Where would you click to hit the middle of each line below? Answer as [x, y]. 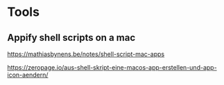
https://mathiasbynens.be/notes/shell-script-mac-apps [86, 54]
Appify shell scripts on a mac [71, 38]
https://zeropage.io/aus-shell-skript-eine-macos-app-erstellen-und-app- [112, 67]
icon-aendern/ [28, 75]
